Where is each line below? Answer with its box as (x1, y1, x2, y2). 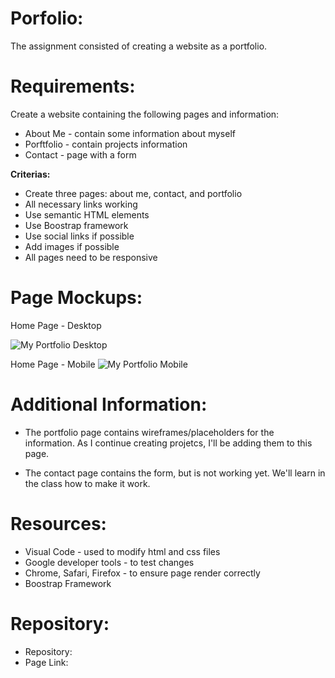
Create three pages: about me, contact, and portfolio (24, 187, 243, 199)
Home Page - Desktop (10, 319, 102, 331)
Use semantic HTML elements (24, 208, 150, 221)
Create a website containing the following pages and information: (10, 108, 280, 120)
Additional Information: (10, 393, 208, 416)
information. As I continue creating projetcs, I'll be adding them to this (24, 437, 313, 449)
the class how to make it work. (24, 477, 151, 489)
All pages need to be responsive (24, 251, 158, 263)
